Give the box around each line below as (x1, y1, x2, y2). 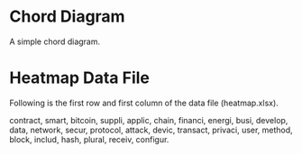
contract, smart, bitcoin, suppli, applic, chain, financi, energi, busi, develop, (9, 114, 288, 125)
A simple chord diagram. (9, 36, 101, 47)
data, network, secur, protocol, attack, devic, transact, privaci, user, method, (9, 124, 293, 135)
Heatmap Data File (9, 68, 151, 88)
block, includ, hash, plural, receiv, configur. (9, 133, 169, 145)
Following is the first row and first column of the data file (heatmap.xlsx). (9, 97, 279, 108)
